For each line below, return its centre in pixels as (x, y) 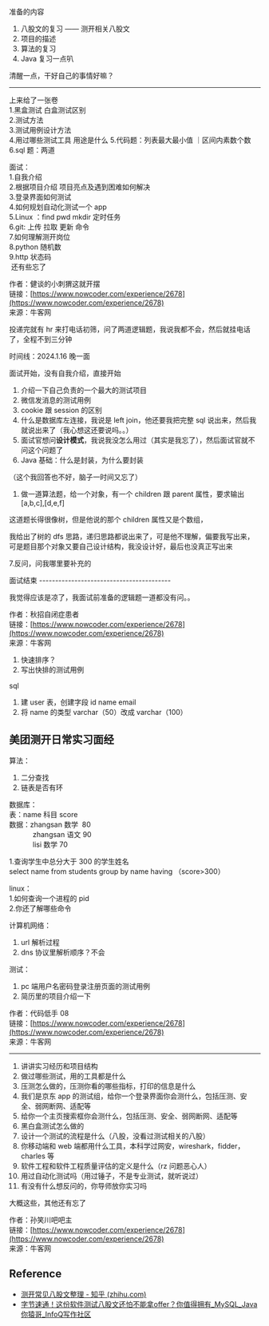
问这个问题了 (42, 450)
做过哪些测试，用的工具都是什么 (73, 1076)
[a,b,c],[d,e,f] (42, 503)
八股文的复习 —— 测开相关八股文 (75, 29)
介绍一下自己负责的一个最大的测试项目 (83, 390)
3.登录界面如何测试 (40, 197)
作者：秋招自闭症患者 (44, 614)
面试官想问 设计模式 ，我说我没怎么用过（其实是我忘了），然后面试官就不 (138, 440)
